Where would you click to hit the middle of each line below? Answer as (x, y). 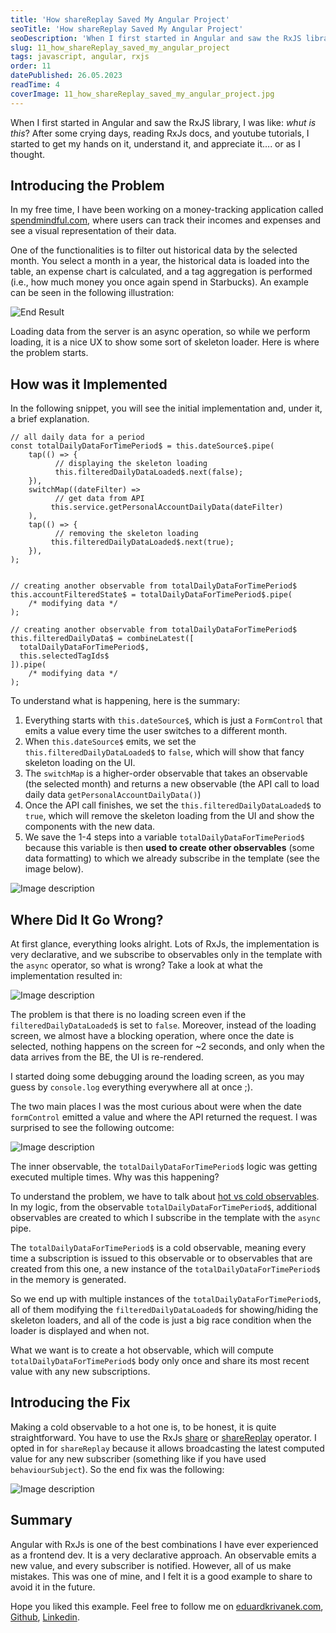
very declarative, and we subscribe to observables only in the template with (166, 955)
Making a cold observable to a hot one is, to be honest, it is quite (143, 1427)
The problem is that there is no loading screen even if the (128, 1015)
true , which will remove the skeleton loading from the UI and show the (169, 816)
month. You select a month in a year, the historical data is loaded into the (160, 261)
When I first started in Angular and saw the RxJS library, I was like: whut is (163, 122)
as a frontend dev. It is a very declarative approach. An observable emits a (163, 1555)
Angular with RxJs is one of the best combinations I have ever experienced (164, 1544)
